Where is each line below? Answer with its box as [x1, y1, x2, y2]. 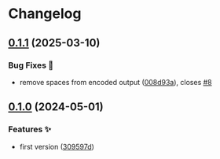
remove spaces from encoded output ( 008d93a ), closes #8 [19, 77, 212, 87]
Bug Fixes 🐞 [8, 60, 53, 71]
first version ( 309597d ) [19, 142, 94, 151]
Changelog [8, 5, 82, 23]
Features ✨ [8, 124, 52, 135]
